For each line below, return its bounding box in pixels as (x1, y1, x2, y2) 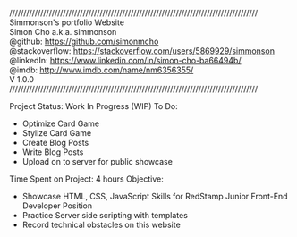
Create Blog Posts (21, 138, 89, 148)
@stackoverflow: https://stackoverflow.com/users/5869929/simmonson (9, 46, 276, 56)
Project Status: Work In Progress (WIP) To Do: (9, 101, 179, 111)
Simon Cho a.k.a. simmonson (9, 27, 117, 37)
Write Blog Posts (21, 147, 84, 157)
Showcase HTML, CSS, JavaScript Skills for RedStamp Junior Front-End (21, 191, 288, 201)
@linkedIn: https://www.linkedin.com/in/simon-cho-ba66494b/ (9, 55, 242, 65)
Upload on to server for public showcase (21, 157, 173, 166)
